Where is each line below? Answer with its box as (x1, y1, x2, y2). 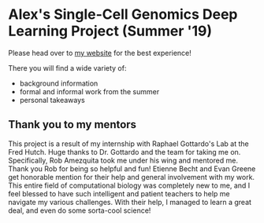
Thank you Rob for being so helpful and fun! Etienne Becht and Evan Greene (8, 163, 256, 174)
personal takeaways (19, 95, 85, 104)
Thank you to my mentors (8, 118, 136, 131)
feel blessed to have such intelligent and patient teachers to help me (8, 188, 230, 198)
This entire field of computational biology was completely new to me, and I (8, 181, 251, 190)
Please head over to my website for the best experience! (8, 48, 191, 57)
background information (19, 79, 99, 88)
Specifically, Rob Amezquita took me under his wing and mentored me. (8, 155, 239, 165)
